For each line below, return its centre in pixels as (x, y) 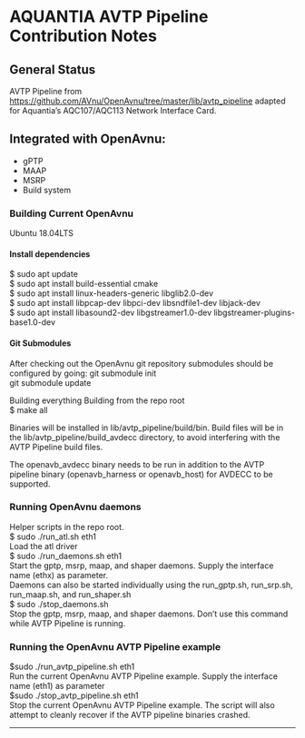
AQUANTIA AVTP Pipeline (109, 17)
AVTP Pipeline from (46, 91)
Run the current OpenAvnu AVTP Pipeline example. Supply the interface (144, 676)
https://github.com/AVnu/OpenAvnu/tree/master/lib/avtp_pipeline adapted (148, 101)
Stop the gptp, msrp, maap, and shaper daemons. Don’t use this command (149, 614)
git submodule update (50, 382)
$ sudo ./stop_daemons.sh (59, 604)
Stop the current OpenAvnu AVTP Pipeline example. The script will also (142, 705)
